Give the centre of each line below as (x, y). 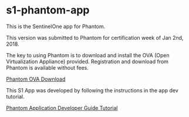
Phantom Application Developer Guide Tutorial (62, 108)
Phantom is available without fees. (48, 67)
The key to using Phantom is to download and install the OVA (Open (88, 55)
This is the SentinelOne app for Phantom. (56, 26)
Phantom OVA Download (36, 79)
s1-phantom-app (48, 10)
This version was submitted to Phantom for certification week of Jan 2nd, (95, 37)
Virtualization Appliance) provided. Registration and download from (87, 61)
